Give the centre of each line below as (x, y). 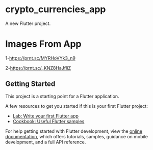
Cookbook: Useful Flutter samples (48, 121)
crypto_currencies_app (56, 9)
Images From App (43, 44)
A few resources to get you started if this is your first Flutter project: (76, 106)
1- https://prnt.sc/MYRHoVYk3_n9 (40, 58)
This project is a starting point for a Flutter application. (62, 96)
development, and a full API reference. (46, 142)
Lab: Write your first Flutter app (46, 116)
